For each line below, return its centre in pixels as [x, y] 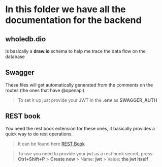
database [15, 57]
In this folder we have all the [66, 9]
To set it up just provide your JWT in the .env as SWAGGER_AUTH [87, 100]
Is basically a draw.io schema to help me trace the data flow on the [75, 51]
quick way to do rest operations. [39, 134]
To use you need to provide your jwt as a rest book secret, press [85, 153]
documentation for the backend [73, 20]
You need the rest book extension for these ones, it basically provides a [80, 128]
